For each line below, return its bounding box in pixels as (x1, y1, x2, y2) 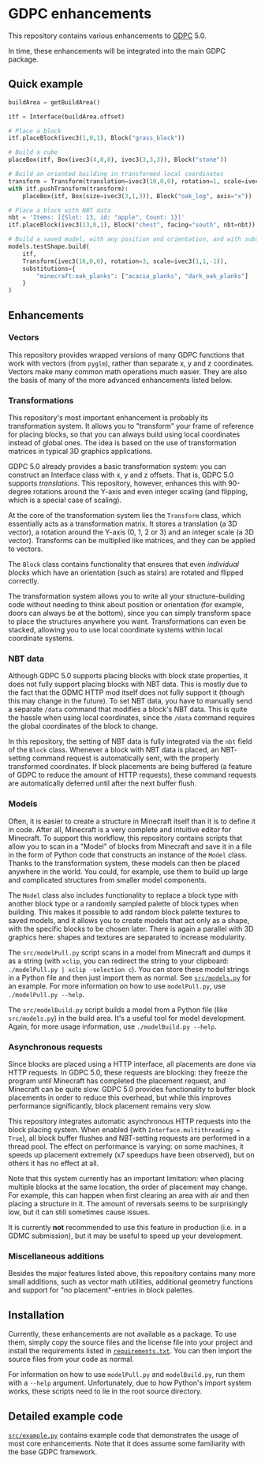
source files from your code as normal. (8, 1355, 134, 1364)
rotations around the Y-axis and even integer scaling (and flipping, (32, 487, 248, 497)
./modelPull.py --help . (8, 989, 85, 999)
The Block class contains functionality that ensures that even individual (8, 560, 239, 569)
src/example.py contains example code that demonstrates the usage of (8, 1430, 239, 1439)
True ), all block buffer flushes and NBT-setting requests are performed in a (8, 1134, 251, 1142)
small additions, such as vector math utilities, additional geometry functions (8, 1277, 254, 1287)
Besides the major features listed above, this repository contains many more (8, 1269, 256, 1278)
